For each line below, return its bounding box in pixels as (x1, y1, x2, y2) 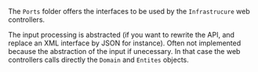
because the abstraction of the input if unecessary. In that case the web (8, 47, 241, 56)
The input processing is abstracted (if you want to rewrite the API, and (8, 31, 235, 39)
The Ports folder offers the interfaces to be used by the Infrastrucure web (8, 7, 251, 16)
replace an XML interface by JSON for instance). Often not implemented (8, 38, 242, 48)
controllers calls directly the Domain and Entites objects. (8, 55, 190, 64)
